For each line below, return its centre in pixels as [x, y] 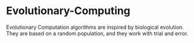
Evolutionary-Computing [68, 11]
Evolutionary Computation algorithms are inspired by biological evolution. [95, 27]
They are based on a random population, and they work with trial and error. [97, 33]
